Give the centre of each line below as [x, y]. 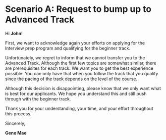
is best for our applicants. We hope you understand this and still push [76, 93]
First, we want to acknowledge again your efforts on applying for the [75, 43]
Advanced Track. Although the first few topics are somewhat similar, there [81, 63]
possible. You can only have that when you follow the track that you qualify [82, 73]
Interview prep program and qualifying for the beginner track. [68, 48]
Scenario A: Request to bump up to [78, 9]
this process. [18, 114]
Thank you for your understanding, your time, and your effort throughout [79, 108]
